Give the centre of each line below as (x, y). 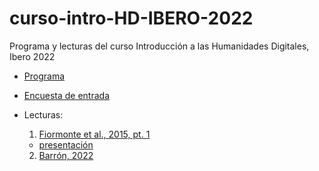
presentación (66, 144)
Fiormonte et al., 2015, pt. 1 (94, 134)
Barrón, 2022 (66, 155)
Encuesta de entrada (67, 95)
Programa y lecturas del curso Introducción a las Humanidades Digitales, (159, 46)
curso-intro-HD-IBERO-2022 (131, 18)
